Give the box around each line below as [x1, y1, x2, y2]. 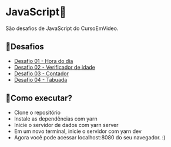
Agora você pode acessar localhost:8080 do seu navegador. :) [14, 133, 166, 141]
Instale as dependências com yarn [14, 115, 98, 122]
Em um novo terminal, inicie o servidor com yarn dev [14, 128, 142, 135]
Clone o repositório [14, 109, 61, 116]
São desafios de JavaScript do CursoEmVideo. [5, 25, 119, 32]
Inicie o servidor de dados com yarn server [14, 121, 119, 128]
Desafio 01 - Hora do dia [14, 57, 73, 64]
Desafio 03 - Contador [14, 70, 69, 77]
